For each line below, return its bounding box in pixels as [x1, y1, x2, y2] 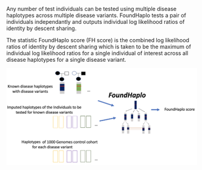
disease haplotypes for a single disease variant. [6, 56, 126, 63]
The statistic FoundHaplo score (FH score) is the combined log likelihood [6, 37, 190, 43]
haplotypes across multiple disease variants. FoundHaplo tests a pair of [6, 12, 186, 19]
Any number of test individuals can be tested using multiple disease [6, 6, 177, 12]
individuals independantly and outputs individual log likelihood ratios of [6, 18, 185, 25]
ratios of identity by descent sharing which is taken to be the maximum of [6, 43, 191, 50]
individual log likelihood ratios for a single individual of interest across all [6, 50, 189, 57]
